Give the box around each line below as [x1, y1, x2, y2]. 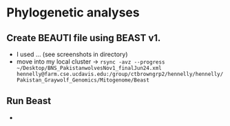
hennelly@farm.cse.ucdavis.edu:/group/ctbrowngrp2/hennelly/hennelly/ [16, 71, 224, 77]
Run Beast [6, 95, 52, 107]
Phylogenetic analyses [6, 5, 140, 21]
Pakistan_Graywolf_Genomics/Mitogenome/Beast [16, 77, 149, 84]
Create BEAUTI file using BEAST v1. [6, 32, 161, 44]
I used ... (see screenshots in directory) [16, 50, 128, 58]
